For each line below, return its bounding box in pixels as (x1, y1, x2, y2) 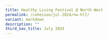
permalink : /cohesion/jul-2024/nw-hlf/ (5, 12, 90, 17)
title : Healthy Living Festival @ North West (5, 7, 103, 13)
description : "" (5, 21, 40, 27)
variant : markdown (5, 17, 44, 22)
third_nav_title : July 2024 (5, 26, 65, 31)
